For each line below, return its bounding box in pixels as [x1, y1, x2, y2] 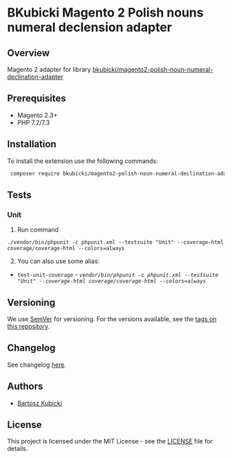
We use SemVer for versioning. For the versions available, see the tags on [7, 315, 217, 323]
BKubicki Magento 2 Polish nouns [7, 5, 204, 21]
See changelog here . [7, 361, 67, 369]
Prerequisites [7, 93, 66, 104]
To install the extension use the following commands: [7, 157, 159, 165]
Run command [17, 226, 59, 234]
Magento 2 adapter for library [7, 66, 91, 73]
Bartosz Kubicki [17, 399, 62, 407]
